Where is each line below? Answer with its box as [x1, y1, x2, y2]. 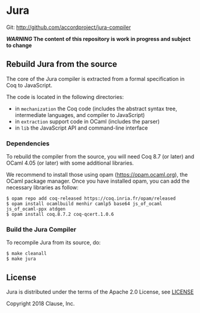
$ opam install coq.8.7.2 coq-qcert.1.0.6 [6, 212, 114, 218]
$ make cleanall [6, 251, 47, 257]
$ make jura [6, 256, 36, 262]
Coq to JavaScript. [6, 81, 53, 89]
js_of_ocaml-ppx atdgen [6, 206, 66, 212]
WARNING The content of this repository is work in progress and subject [6, 35, 191, 42]
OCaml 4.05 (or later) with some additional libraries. [6, 159, 134, 166]
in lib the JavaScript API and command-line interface [14, 124, 148, 131]
